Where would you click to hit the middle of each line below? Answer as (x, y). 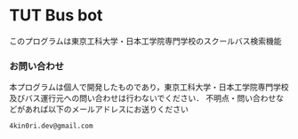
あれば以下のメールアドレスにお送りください (106, 109)
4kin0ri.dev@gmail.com (51, 126)
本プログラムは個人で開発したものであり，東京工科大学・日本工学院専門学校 (149, 87)
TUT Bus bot (56, 15)
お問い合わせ (37, 66)
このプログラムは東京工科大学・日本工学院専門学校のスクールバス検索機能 (145, 41)
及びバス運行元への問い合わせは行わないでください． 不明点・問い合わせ (143, 98)
